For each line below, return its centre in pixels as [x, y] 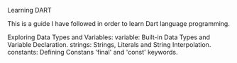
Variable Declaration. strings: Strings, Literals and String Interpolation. [109, 44]
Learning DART [29, 10]
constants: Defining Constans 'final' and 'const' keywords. [93, 52]
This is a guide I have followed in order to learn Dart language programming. [119, 23]
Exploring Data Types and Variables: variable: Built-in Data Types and [109, 37]
